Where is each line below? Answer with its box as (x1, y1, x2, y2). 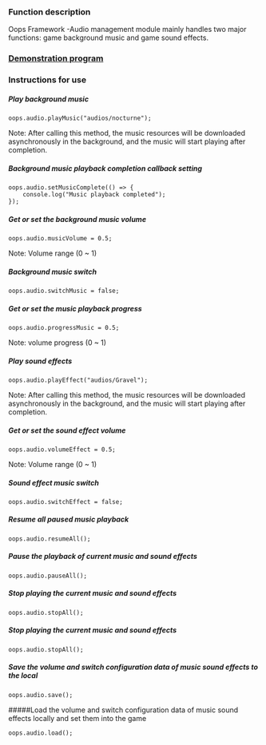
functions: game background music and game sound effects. (8, 33, 209, 42)
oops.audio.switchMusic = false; (8, 287, 120, 295)
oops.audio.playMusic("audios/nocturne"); (8, 114, 152, 122)
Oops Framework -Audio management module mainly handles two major (8, 25, 247, 34)
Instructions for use (8, 74, 86, 85)
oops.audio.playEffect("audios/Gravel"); (8, 376, 149, 384)
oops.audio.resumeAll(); (8, 534, 91, 543)
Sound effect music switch (8, 478, 100, 487)
